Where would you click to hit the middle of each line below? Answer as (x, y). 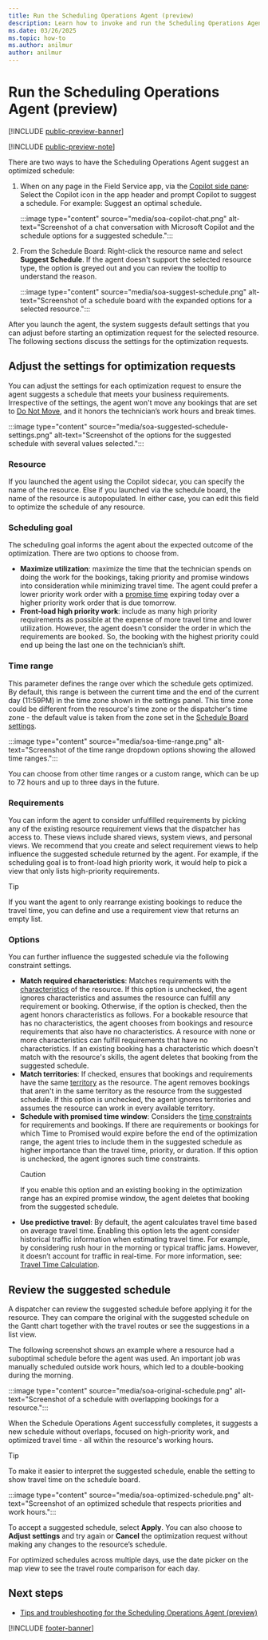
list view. (23, 1334)
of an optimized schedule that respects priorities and (154, 1504)
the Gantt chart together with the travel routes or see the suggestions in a (129, 1326)
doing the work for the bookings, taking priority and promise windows (134, 577)
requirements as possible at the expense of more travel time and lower (136, 620)
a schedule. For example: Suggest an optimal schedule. (111, 203)
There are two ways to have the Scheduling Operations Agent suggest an (129, 162)
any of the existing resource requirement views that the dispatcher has (124, 828)
